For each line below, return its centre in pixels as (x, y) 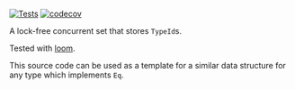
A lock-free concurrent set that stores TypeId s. (96, 31)
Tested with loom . (42, 48)
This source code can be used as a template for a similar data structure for (147, 65)
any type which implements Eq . (67, 75)
